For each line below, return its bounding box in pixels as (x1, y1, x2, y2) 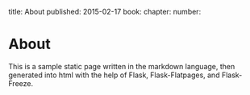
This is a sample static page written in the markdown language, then (8, 61, 235, 71)
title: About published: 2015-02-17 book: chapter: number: (8, 7, 202, 16)
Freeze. (8, 78, 34, 88)
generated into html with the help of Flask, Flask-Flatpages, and (8, 70, 220, 80)
